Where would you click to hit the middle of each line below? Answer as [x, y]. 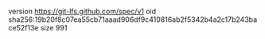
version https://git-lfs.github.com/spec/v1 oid [82, 11]
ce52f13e [23, 28]
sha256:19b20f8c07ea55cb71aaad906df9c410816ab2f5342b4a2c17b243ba [133, 19]
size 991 [54, 28]
